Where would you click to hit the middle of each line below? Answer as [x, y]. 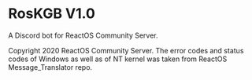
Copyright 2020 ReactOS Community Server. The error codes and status [126, 50]
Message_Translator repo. [50, 67]
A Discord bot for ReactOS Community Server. [83, 35]
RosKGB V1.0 [52, 14]
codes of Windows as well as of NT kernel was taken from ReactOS [118, 59]
